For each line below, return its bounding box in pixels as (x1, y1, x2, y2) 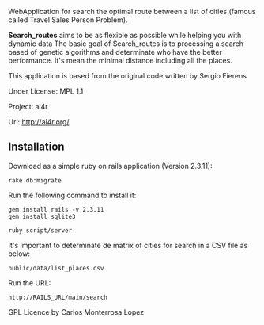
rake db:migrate (8, 176, 62, 185)
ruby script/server (8, 226, 73, 235)
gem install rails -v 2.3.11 (8, 205, 104, 213)
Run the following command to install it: (8, 190, 137, 200)
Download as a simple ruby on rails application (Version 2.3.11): (8, 161, 213, 170)
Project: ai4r (8, 102, 49, 111)
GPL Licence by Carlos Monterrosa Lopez (8, 307, 145, 316)
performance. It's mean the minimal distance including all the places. (8, 55, 233, 65)
